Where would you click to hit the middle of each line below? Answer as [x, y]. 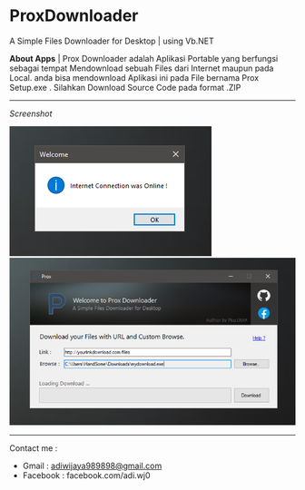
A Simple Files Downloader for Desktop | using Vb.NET [112, 41]
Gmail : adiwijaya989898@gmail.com [92, 465]
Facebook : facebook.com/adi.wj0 [86, 475]
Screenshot [31, 113]
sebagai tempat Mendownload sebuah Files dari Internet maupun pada [142, 68]
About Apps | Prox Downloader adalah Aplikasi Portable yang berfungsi [144, 58]
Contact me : [34, 448]
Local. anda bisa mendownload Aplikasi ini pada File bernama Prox [134, 77]
